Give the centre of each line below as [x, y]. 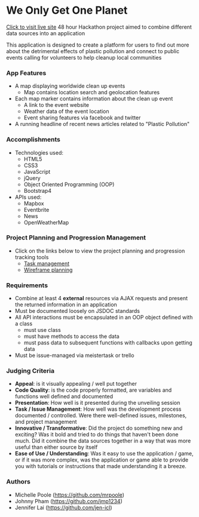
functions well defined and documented [64, 396]
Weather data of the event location [66, 112]
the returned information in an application [66, 304]
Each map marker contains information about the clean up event [94, 99]
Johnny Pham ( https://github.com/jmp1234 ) [68, 501]
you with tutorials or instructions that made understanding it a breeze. [101, 466]
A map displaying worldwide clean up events [70, 86]
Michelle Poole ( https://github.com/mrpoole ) [69, 495]
